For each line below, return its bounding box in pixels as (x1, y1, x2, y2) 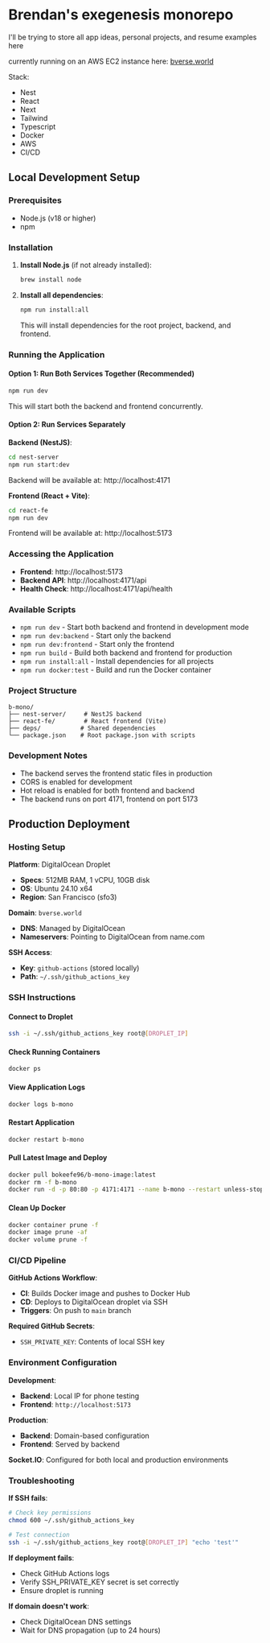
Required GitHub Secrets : (8, 1321, 95, 1331)
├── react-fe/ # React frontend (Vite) (8, 718, 167, 726)
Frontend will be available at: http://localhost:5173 (8, 529, 173, 538)
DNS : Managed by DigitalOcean (19, 924, 126, 933)
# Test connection (8, 1530, 70, 1538)
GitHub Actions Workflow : (8, 1273, 98, 1283)
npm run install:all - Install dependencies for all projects (19, 656, 215, 665)
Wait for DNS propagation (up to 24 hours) (19, 1625, 161, 1635)
